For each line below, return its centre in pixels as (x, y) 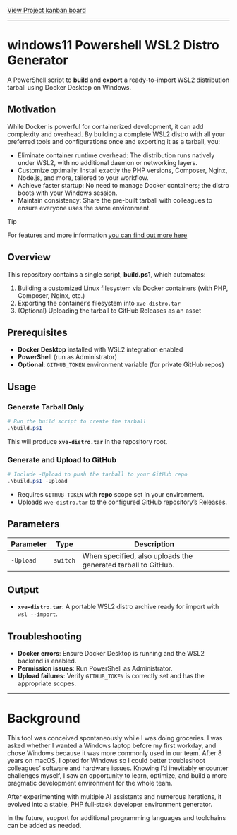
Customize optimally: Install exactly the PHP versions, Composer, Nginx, (122, 170)
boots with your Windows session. (67, 193)
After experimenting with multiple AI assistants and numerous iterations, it (115, 797)
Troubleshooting (45, 636)
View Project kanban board (47, 10)
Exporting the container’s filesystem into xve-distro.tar (99, 303)
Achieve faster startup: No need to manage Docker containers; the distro (123, 185)
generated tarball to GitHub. (128, 565)
